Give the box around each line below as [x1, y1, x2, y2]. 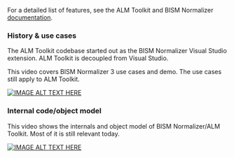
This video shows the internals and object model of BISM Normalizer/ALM [7, 122, 221, 130]
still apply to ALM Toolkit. [7, 75, 81, 83]
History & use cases [7, 31, 77, 41]
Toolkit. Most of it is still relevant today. [7, 129, 121, 138]
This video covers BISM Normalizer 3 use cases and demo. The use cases [7, 68, 222, 76]
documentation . [7, 13, 53, 22]
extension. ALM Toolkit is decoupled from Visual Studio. [7, 54, 169, 62]
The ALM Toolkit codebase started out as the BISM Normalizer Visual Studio [7, 47, 228, 55]
